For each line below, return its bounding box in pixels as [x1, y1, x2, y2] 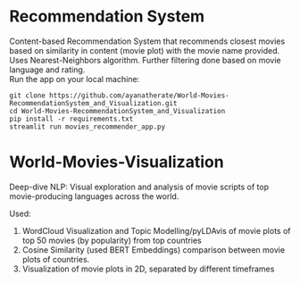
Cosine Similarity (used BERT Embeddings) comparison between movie [21, 244, 286, 255]
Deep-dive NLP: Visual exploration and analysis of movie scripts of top [9, 181, 270, 192]
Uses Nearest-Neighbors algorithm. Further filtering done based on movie [9, 54, 281, 65]
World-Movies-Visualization [9, 152, 225, 172]
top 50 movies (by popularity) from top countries [21, 235, 203, 246]
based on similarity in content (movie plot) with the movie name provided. [9, 45, 280, 55]
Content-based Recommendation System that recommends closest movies [9, 36, 286, 46]
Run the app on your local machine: [9, 73, 140, 84]
